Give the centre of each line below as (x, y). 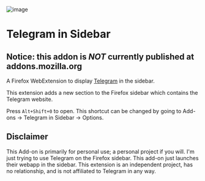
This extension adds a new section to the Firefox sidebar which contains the (102, 93)
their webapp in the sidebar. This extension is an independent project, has (100, 164)
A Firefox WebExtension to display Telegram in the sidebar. (80, 81)
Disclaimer (27, 137)
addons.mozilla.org (44, 66)
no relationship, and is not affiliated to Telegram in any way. (81, 171)
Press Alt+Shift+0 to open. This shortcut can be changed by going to (94, 111)
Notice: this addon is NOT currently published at (100, 57)
